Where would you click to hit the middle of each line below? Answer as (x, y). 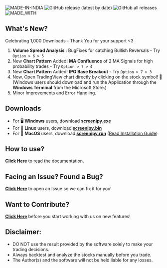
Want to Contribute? (37, 204)
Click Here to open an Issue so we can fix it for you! (59, 189)
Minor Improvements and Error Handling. (54, 93)
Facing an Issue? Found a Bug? (54, 176)
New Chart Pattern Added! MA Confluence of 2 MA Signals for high (83, 61)
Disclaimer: (23, 232)
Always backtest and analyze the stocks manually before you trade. (82, 255)
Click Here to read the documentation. (45, 161)
